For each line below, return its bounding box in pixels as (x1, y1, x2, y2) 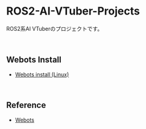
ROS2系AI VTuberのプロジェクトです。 (6, 25, 103, 32)
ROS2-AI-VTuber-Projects (6, 4, 140, 18)
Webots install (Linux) (14, 71, 69, 78)
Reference (6, 100, 46, 110)
